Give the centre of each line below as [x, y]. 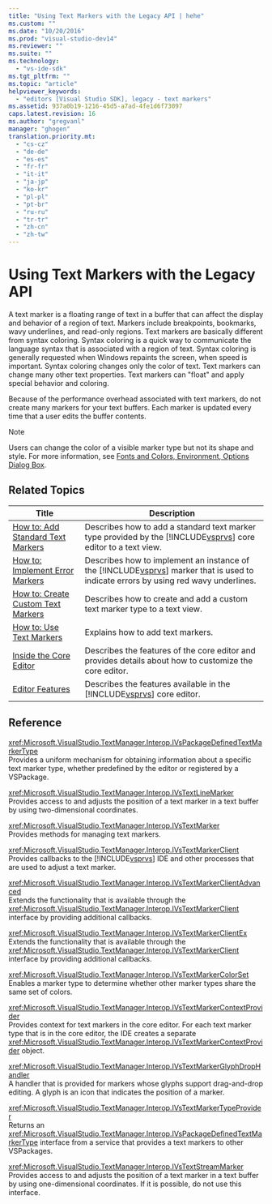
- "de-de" [32, 152]
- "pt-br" [32, 204]
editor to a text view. [123, 546]
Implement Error [43, 570]
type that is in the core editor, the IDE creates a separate [102, 1033]
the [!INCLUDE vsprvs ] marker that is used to [169, 570]
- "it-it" [32, 174]
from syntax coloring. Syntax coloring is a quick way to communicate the [130, 340]
